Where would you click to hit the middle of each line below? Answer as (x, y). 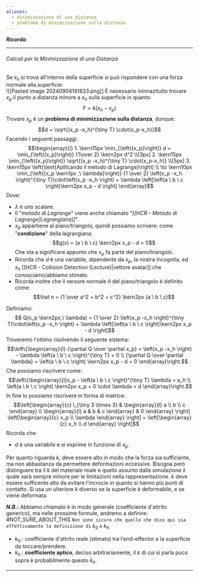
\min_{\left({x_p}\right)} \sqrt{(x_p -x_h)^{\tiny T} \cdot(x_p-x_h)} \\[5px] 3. (99, 160)
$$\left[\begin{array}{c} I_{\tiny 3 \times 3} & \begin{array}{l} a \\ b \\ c (99, 405)
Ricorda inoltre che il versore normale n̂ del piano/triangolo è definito (99, 281)
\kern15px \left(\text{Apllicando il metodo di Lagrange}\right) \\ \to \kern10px (99, 167)
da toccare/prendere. (41, 546)
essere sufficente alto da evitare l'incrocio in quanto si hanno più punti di (95, 483)
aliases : (17, 12)
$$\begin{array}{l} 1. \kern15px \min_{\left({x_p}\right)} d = (99, 148)
